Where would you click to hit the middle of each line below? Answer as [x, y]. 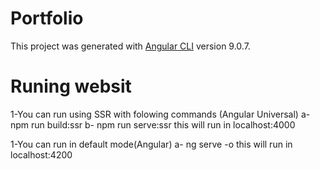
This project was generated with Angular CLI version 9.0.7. [130, 46]
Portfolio [47, 18]
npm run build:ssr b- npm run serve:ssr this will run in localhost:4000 [153, 124]
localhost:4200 [41, 154]
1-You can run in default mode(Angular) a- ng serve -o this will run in [151, 144]
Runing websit [71, 86]
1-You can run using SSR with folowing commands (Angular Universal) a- [160, 114]
